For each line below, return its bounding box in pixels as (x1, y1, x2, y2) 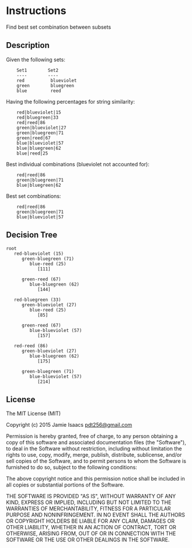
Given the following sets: (6, 56, 65, 63)
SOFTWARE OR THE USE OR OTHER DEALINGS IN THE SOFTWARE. (6, 536, 170, 543)
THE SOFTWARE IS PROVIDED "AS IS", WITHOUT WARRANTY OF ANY (6, 493, 176, 500)
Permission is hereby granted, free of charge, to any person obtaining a (6, 433, 178, 440)
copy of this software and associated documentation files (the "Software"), (6, 439, 187, 446)
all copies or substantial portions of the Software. (6, 481, 124, 488)
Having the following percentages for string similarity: (6, 98, 135, 105)
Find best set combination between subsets (6, 23, 111, 30)
